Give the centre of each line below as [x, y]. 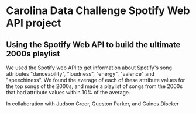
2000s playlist [33, 54]
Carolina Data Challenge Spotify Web [98, 11]
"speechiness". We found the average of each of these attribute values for [96, 80]
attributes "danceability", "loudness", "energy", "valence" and [80, 74]
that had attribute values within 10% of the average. [68, 92]
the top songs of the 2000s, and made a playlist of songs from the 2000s [94, 86]
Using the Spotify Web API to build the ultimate [93, 45]
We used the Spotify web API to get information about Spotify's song [89, 68]
